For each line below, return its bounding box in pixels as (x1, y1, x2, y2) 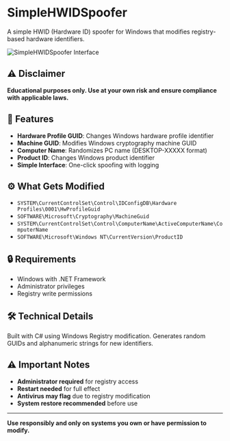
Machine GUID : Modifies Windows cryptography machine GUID (16, 139, 197, 147)
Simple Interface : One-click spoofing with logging (16, 160, 159, 169)
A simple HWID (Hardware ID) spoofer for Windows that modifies (7, 27, 190, 36)
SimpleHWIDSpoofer (7, 5, 128, 21)
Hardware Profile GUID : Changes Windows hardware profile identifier (16, 132, 214, 140)
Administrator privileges (16, 283, 85, 291)
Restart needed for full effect (16, 384, 101, 392)
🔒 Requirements (7, 253, 77, 265)
